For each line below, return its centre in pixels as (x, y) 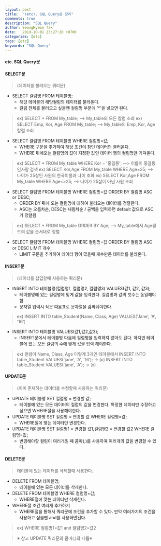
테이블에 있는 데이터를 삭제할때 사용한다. (55, 471)
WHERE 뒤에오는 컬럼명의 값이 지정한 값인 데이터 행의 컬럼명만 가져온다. (87, 153)
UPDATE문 (15, 376)
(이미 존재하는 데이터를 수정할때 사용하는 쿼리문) (62, 388)
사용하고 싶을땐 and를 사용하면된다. (53, 518)
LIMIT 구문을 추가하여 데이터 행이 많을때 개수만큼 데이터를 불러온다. (83, 254)
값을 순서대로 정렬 (43, 232)
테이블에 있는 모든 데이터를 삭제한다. (53, 487)
